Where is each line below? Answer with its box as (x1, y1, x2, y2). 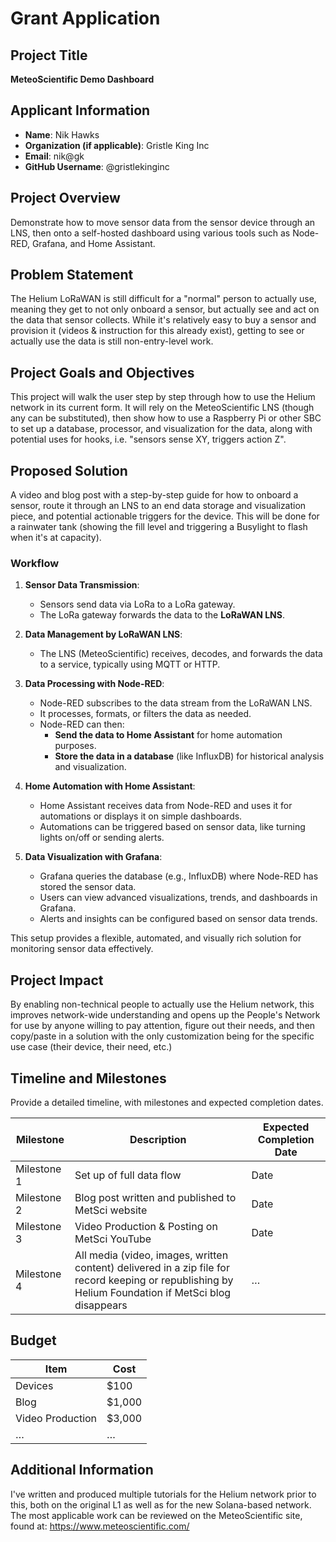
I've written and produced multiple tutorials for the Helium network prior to (10, 1488, 317, 1500)
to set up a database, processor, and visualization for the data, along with (10, 423, 313, 435)
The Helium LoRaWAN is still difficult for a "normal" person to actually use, (10, 293, 317, 305)
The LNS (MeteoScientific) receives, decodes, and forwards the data (39, 648, 323, 660)
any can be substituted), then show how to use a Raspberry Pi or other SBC (10, 412, 322, 424)
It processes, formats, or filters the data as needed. (39, 708, 252, 720)
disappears (74, 1298, 128, 1312)
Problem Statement (10, 267, 134, 284)
